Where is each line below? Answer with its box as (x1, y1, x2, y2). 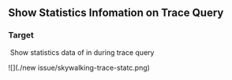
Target (8, 30, 34, 41)
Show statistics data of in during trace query (9, 47, 155, 57)
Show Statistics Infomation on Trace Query (8, 6, 224, 20)
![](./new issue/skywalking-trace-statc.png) (8, 63, 150, 72)
